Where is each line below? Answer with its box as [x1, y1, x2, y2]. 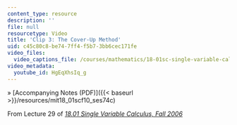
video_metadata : [7, 63, 55, 70]
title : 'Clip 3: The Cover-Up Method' [7, 37, 121, 44]
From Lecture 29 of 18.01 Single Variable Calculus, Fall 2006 [7, 110, 183, 118]
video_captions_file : [13, 56, 78, 63]
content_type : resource [7, 10, 78, 18]
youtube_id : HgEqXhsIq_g [13, 69, 87, 76]
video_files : [7, 50, 46, 57]
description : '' [7, 17, 55, 24]
